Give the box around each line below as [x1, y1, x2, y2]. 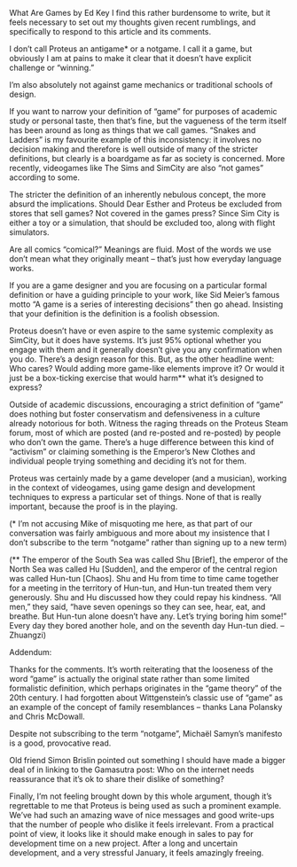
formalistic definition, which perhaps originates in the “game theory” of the [9, 683, 282, 693]
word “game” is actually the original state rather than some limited [9, 674, 250, 683]
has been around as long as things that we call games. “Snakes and [9, 125, 256, 136]
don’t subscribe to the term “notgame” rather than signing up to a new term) [9, 537, 287, 548]
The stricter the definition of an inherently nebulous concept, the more [9, 190, 266, 199]
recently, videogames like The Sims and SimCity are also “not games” [9, 163, 264, 173]
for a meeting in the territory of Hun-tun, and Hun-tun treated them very [9, 582, 272, 593]
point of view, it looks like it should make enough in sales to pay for [9, 829, 254, 839]
